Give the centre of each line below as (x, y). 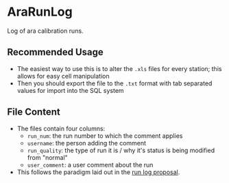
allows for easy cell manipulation (63, 76)
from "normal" (48, 157)
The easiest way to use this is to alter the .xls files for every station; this (119, 68)
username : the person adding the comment (86, 143)
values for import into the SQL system (71, 90)
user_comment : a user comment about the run (90, 165)
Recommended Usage (56, 52)
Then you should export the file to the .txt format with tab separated (114, 83)
